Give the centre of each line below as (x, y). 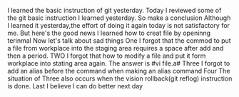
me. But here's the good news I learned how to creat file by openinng (109, 33)
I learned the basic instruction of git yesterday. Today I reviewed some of (115, 10)
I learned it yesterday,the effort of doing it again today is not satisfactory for (119, 25)
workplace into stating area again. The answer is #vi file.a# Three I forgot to (119, 63)
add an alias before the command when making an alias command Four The (119, 71)
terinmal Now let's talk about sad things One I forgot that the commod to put (119, 41)
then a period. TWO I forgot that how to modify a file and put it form (107, 56)
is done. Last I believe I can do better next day (75, 86)
